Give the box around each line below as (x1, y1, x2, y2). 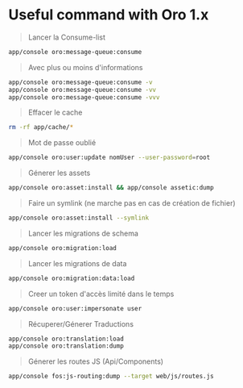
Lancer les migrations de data (27, 258, 127, 268)
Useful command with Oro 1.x (8, 6, 209, 24)
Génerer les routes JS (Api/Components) (27, 357, 163, 366)
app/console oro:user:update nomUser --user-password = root (8, 153, 211, 162)
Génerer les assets (27, 168, 91, 178)
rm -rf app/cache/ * (8, 123, 74, 131)
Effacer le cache (27, 107, 83, 118)
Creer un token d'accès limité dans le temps (27, 289, 175, 298)
